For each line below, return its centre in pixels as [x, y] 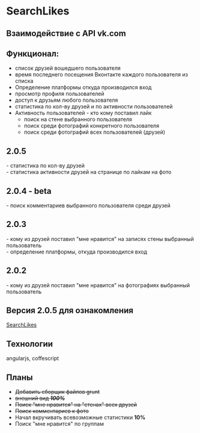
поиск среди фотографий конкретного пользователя [91, 126]
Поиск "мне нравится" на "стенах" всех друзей [76, 405]
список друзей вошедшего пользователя [68, 68]
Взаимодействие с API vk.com [66, 33]
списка [24, 81]
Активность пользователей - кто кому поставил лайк [83, 113]
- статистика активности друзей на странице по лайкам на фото [89, 172]
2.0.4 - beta [29, 191]
